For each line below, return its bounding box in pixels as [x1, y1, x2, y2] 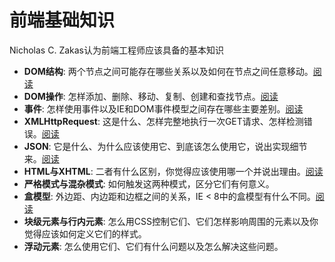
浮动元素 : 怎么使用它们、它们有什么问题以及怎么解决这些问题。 [23, 240, 284, 252]
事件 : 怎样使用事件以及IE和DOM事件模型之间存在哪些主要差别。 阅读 [23, 102, 304, 115]
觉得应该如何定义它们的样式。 [23, 227, 147, 240]
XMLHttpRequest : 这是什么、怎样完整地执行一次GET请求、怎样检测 [23, 115, 304, 127]
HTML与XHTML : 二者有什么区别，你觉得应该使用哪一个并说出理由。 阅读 [23, 165, 324, 177]
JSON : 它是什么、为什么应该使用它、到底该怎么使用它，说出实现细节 [23, 140, 308, 152]
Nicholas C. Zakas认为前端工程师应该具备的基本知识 [9, 44, 224, 56]
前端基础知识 [9, 9, 116, 32]
